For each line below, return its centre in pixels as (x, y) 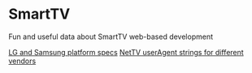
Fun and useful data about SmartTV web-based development (111, 36)
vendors (22, 61)
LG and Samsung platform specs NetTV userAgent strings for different (126, 52)
